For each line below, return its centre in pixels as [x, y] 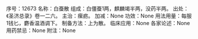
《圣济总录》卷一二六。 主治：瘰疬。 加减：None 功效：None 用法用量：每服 [99, 16]
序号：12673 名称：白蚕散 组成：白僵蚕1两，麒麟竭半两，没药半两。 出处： [98, 8]
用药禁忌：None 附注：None [41, 30]
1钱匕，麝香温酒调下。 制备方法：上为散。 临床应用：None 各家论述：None [98, 23]
